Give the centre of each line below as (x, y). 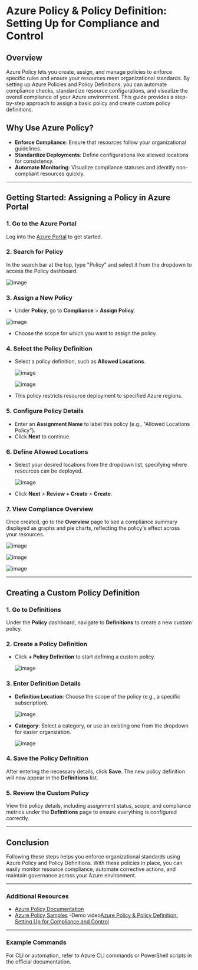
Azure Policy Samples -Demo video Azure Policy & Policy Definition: (96, 915)
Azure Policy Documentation (49, 909)
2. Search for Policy (35, 252)
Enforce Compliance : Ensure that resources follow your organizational (100, 142)
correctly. (18, 818)
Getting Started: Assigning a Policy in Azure (88, 198)
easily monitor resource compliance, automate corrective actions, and (91, 869)
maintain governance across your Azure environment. (71, 875)
